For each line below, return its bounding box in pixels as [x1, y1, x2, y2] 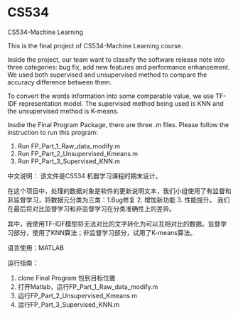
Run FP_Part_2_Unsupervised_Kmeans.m [17, 149, 139, 158]
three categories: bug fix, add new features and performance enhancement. [7, 62, 230, 71]
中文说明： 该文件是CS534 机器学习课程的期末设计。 [7, 171, 162, 180]
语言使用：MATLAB [7, 243, 64, 252]
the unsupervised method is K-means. [7, 107, 119, 115]
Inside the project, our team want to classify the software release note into [7, 55, 225, 64]
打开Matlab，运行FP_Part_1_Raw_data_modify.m [17, 282, 158, 291]
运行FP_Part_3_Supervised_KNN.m [17, 300, 120, 309]
